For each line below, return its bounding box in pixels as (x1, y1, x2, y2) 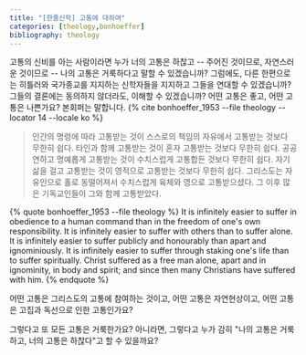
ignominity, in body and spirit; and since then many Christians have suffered (9, 265, 296, 276)
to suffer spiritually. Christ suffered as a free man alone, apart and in (9, 255, 267, 266)
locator (9, 112, 37, 123)
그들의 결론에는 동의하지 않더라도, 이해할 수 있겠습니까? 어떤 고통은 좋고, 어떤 (9, 90, 284, 101)
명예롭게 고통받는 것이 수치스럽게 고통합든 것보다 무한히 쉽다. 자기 (56, 154, 290, 165)
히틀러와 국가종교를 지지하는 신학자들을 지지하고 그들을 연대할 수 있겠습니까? (18, 79, 292, 90)
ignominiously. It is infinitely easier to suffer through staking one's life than (9, 245, 290, 256)
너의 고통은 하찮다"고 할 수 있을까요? (28, 335, 159, 347)
